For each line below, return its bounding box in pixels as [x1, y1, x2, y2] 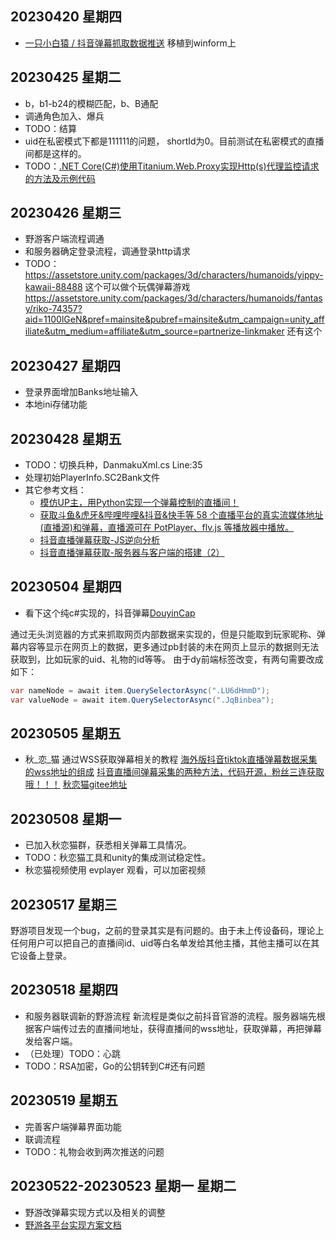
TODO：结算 [24, 122, 77, 134]
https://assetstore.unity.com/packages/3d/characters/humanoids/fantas [24, 292, 323, 304]
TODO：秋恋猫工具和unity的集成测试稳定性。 [24, 852, 212, 864]
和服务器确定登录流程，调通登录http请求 [24, 245, 191, 257]
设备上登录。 [18, 950, 72, 962]
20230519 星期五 [10, 1092, 119, 1109]
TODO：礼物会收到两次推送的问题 [24, 1145, 165, 1157]
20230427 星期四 [10, 357, 121, 374]
